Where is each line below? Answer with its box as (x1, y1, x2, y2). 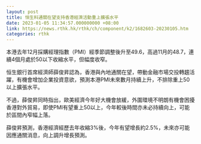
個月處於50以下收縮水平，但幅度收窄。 (14, 56, 111, 63)
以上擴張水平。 (6, 83, 43, 91)
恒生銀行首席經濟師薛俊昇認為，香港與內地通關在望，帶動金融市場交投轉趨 (6, 68, 190, 76)
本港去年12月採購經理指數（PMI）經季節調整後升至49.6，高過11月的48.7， (6, 49, 189, 56)
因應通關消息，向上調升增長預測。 (6, 131, 90, 139)
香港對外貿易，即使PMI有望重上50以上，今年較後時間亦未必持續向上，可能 (6, 104, 190, 111)
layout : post (6, 8, 39, 15)
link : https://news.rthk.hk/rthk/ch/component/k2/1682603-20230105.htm (6, 25, 188, 32)
